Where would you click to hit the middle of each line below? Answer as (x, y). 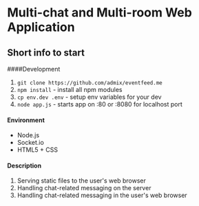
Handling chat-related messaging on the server (84, 188)
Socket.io (31, 143)
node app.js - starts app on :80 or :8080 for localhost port (99, 104)
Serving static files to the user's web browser (82, 181)
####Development (34, 69)
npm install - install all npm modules (70, 90)
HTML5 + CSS (38, 150)
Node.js (28, 135)
